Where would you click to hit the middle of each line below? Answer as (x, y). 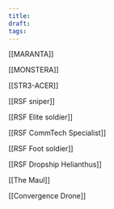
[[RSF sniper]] (32, 102)
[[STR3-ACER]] (34, 85)
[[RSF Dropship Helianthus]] (55, 164)
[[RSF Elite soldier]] (40, 117)
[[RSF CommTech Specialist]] (57, 133)
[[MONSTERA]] (34, 70)
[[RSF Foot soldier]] (41, 149)
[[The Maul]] (30, 181)
